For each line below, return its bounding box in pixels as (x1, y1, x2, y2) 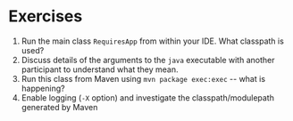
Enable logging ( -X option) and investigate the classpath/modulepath (21, 92, 274, 103)
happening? (21, 83, 65, 93)
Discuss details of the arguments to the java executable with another (21, 54, 275, 65)
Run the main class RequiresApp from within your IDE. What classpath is (21, 36, 285, 46)
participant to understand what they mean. (21, 64, 179, 75)
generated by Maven (21, 101, 98, 112)
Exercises (8, 6, 83, 27)
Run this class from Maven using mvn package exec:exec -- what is (21, 73, 265, 84)
